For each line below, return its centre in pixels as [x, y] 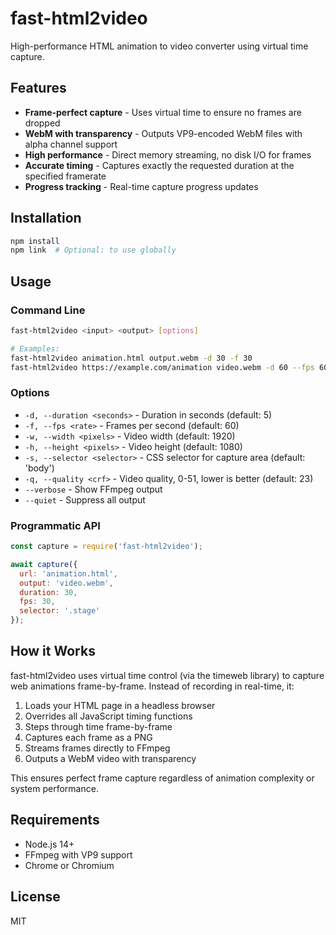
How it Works [53, 651]
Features [38, 88]
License [35, 897]
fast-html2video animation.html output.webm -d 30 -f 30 [131, 358]
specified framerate [65, 176]
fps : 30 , [37, 602]
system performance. [54, 788]
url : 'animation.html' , [68, 573]
